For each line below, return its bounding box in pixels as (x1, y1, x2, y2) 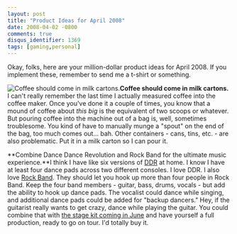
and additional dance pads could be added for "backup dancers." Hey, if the (7, 196, 230, 204)
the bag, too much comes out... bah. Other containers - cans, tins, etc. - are (7, 129, 229, 138)
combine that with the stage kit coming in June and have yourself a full (7, 211, 215, 219)
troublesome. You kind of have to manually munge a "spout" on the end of (7, 122, 225, 130)
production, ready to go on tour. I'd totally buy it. (7, 218, 149, 227)
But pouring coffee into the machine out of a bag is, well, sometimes (7, 114, 207, 123)
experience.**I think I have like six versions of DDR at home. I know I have (7, 158, 225, 167)
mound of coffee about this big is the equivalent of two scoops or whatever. (7, 107, 229, 115)
